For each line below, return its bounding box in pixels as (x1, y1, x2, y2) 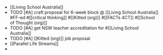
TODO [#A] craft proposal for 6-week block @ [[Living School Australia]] (9, 9, 159, 15)
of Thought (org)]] (9, 20, 47, 26)
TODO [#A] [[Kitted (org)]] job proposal (9, 35, 90, 41)
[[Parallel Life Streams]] (9, 41, 59, 46)
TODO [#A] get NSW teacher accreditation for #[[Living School (9, 25, 139, 31)
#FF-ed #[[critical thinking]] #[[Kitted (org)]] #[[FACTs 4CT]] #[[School (9, 15, 155, 20)
